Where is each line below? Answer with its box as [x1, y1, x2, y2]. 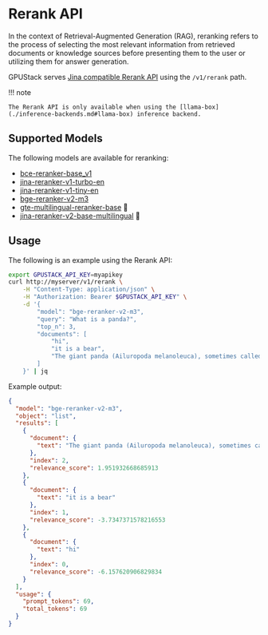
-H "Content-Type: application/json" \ [22, 285, 156, 294]
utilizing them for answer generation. [8, 57, 129, 66]
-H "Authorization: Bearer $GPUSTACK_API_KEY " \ [22, 293, 187, 301]
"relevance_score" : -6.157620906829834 [29, 568, 162, 576]
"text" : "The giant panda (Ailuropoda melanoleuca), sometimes [37, 442, 251, 450]
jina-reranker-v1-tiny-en [19, 185, 99, 195]
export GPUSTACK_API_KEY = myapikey [8, 271, 124, 279]
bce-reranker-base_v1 [19, 169, 93, 178]
